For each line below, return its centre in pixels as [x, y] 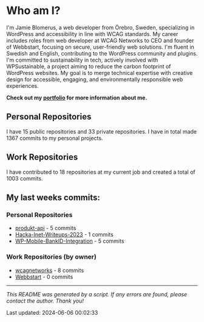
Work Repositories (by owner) [52, 257]
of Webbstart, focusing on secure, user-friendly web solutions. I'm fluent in [100, 47]
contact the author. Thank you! [45, 301]
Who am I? [33, 11]
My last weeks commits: [53, 197]
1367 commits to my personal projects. [55, 138]
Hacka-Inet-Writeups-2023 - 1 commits [64, 235]
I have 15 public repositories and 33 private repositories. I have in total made [102, 131]
